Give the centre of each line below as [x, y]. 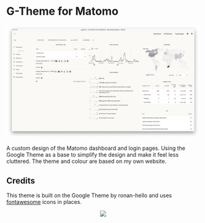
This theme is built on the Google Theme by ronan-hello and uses [89, 195]
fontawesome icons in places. [44, 202]
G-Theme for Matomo [62, 11]
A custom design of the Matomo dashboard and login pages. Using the [96, 148]
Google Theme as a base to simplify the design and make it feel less [93, 155]
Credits [21, 180]
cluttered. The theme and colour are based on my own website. [87, 162]
